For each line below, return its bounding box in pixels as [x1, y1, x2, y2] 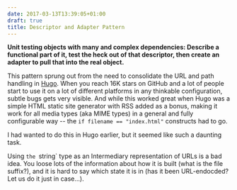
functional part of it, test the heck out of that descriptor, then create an [7, 50, 220, 59]
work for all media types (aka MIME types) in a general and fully [7, 109, 194, 118]
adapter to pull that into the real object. [7, 58, 125, 67]
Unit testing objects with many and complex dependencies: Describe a [7, 43, 219, 52]
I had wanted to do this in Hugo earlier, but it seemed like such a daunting [7, 130, 222, 139]
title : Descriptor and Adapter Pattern [7, 23, 125, 30]
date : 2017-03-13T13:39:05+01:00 [7, 10, 106, 18]
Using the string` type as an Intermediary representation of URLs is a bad [7, 152, 222, 160]
